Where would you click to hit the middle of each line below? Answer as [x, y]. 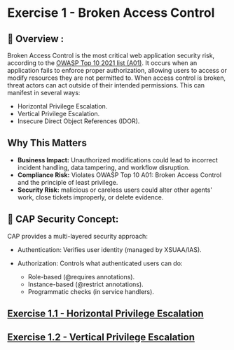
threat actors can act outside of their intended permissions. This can [106, 85]
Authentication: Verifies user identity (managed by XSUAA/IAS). [109, 249]
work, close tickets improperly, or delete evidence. [90, 197]
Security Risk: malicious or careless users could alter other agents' [115, 190]
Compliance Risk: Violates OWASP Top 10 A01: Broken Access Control [119, 175]
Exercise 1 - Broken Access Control [111, 13]
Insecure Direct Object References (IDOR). [78, 121]
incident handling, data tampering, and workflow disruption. [104, 167]
